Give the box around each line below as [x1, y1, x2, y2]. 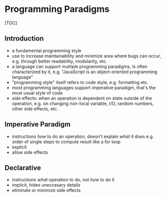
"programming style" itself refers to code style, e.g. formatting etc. [11, 79, 149, 85]
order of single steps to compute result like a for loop [11, 138, 121, 145]
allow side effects [11, 149, 48, 155]
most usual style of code [11, 90, 63, 96]
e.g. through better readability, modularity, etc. [11, 58, 107, 64]
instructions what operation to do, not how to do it [11, 177, 115, 183]
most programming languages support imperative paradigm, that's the [11, 85, 156, 91]
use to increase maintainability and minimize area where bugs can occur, [11, 53, 162, 59]
